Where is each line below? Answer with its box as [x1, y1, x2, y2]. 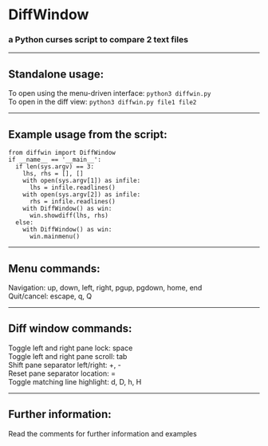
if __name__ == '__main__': [8, 156, 102, 164]
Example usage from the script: [8, 128, 167, 141]
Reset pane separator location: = [8, 369, 116, 378]
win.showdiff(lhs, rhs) [29, 211, 109, 220]
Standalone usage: [8, 67, 104, 81]
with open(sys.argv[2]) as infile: [22, 191, 141, 199]
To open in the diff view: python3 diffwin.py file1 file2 [8, 97, 197, 107]
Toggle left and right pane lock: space [8, 343, 133, 353]
